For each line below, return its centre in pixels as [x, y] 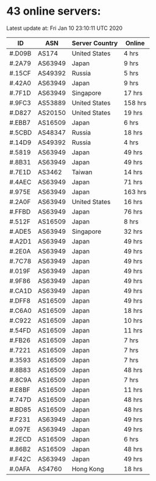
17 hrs [133, 93]
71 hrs [133, 182]
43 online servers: [54, 11]
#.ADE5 [20, 231]
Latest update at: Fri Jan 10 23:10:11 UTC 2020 [65, 28]
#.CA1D [21, 290]
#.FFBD [20, 211]
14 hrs [133, 172]
